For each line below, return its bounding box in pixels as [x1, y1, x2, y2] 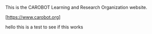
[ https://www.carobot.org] [5, 14, 61, 20]
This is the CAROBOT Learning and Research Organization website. [5, 5, 147, 10]
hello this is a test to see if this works [5, 24, 83, 30]
